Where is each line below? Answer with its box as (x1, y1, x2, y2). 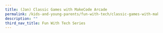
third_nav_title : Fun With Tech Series (5, 20, 86, 26)
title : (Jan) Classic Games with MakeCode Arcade (5, 7, 108, 12)
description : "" (5, 16, 38, 21)
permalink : (5, 12, 27, 16)
